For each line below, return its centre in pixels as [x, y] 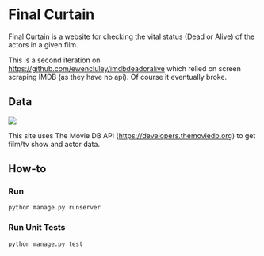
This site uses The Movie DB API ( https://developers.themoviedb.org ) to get [132, 135]
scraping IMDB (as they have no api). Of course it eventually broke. [118, 77]
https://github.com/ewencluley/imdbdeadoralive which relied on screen [125, 68]
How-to [27, 169]
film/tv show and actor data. [54, 144]
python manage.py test [46, 244]
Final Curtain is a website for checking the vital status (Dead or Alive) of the [132, 36]
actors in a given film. [43, 44]
